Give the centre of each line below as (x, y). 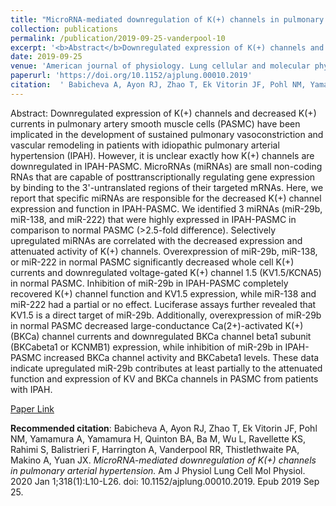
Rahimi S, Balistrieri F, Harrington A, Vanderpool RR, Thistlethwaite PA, (155, 449)
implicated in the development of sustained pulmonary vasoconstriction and (167, 134)
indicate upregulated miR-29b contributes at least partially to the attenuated (166, 368)
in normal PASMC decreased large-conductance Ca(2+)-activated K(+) (157, 325)
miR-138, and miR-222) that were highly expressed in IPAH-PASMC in (153, 219)
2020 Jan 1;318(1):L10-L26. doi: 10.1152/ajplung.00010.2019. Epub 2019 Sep (165, 481)
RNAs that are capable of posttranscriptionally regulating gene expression (163, 177)
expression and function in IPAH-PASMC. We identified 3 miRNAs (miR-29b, (166, 208)
